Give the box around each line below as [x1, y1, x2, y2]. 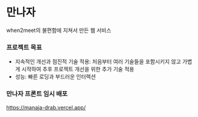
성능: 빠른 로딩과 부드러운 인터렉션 [14, 73, 96, 80]
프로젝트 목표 [6, 43, 42, 51]
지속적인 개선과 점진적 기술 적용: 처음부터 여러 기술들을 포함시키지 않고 [14, 58, 181, 65]
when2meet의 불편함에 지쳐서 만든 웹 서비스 [6, 27, 112, 34]
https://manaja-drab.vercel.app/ [6, 104, 86, 111]
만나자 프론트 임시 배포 [6, 90, 68, 98]
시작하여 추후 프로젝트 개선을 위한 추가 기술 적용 [21, 66, 135, 73]
